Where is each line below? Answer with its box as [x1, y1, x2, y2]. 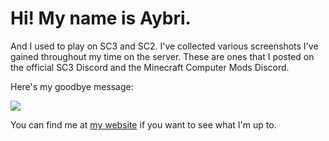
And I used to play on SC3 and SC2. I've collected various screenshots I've [10, 40, 319, 52]
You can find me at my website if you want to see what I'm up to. [10, 118, 277, 131]
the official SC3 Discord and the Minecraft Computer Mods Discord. [10, 61, 290, 73]
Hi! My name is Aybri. [10, 7, 192, 30]
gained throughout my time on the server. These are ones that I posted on [10, 50, 315, 62]
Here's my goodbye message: [10, 80, 134, 92]
